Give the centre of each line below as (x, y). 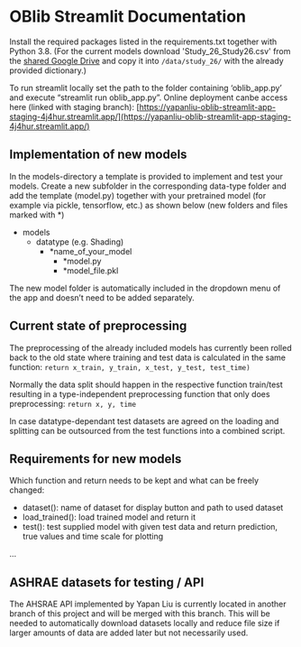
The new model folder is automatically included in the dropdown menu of (145, 288)
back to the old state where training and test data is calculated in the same (148, 357)
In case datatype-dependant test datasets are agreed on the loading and (144, 421)
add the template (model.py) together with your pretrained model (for (138, 195)
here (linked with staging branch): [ (74, 106)
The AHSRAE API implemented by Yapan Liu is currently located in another (148, 604)
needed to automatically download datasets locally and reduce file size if (145, 624)
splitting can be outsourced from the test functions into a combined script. (147, 430)
